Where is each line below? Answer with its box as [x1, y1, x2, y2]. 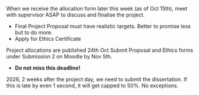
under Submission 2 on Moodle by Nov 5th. [6, 53, 113, 60]
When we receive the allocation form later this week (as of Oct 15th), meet [6, 5, 188, 12]
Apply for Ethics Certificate [14, 35, 81, 42]
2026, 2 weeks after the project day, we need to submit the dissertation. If [6, 76, 187, 83]
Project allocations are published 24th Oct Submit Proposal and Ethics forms [6, 47, 194, 54]
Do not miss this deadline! [14, 64, 81, 71]
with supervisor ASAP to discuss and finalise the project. [6, 11, 145, 18]
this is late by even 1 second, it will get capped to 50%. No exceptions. [6, 82, 179, 89]
